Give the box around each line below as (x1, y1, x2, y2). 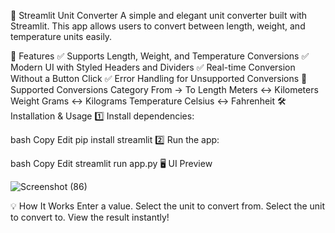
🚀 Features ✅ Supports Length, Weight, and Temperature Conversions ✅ (10, 50, 310, 62)
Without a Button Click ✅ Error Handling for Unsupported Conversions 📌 (10, 73, 308, 84)
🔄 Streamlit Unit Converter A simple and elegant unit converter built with (10, 10, 308, 21)
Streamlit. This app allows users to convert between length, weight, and (10, 20, 306, 32)
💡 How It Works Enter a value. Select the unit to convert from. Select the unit (10, 200, 326, 212)
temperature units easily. (10, 31, 113, 42)
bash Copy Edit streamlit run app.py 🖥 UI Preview (10, 158, 213, 169)
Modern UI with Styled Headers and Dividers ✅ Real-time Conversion (10, 61, 296, 73)
